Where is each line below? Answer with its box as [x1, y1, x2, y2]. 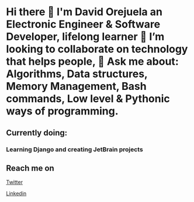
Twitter [6, 179, 23, 186]
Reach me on [6, 163, 54, 173]
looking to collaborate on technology [6, 43, 188, 56]
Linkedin [6, 190, 27, 197]
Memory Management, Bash [6, 80, 147, 93]
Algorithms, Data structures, [6, 67, 148, 81]
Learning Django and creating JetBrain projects [6, 145, 143, 154]
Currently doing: [6, 128, 68, 138]
